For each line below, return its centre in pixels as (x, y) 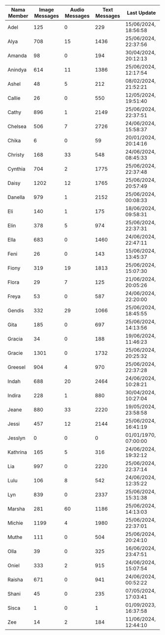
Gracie (15, 353)
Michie (15, 523)
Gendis (16, 311)
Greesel (16, 367)
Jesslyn (16, 438)
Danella (16, 197)
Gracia (15, 339)
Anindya (17, 70)
